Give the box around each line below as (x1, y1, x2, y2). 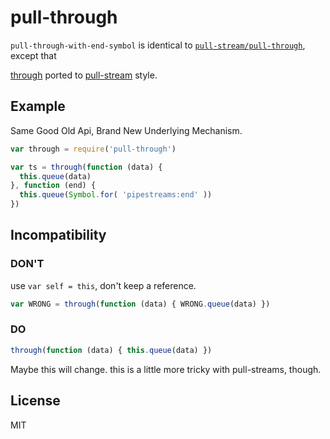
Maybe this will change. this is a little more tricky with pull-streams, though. (10, 363, 322, 375)
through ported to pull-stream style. (10, 69, 158, 81)
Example (10, 98, 66, 115)
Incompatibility (10, 227, 107, 244)
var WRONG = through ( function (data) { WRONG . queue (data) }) (10, 299, 271, 309)
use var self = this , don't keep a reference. (10, 279, 197, 291)
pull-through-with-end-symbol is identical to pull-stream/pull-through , (10, 39, 306, 51)
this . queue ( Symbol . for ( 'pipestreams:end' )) (19, 190, 213, 200)
